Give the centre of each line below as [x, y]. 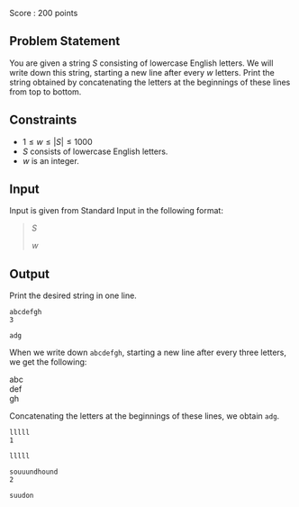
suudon [22, 496]
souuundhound [34, 472]
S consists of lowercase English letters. [95, 151]
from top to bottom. [45, 91]
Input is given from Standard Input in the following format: [116, 211]
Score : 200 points [44, 13]
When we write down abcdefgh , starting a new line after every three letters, [148, 353]
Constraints [43, 120]
